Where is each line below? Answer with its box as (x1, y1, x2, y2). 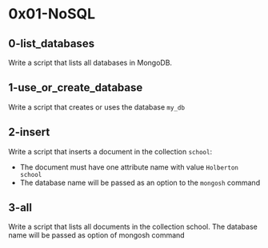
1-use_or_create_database (8, 81, 143, 94)
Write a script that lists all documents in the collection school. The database (8, 222, 258, 232)
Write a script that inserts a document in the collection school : (8, 146, 213, 156)
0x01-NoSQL (8, 5, 96, 23)
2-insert (8, 126, 50, 139)
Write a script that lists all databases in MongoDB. (8, 58, 173, 67)
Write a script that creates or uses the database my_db (8, 102, 186, 112)
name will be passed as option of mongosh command (8, 230, 186, 240)
